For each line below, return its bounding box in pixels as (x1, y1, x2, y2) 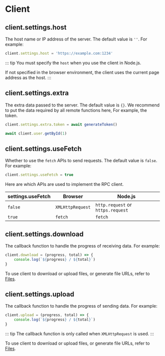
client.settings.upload (5, 290, 75, 298)
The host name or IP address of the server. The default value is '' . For (5, 36, 147, 42)
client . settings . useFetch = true (5, 173, 74, 178)
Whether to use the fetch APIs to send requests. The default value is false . (5, 158, 158, 164)
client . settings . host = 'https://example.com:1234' (5, 51, 113, 56)
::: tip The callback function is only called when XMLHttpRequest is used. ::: (5, 331, 154, 336)
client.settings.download (5, 230, 84, 238)
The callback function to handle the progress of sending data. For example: (5, 303, 158, 309)
